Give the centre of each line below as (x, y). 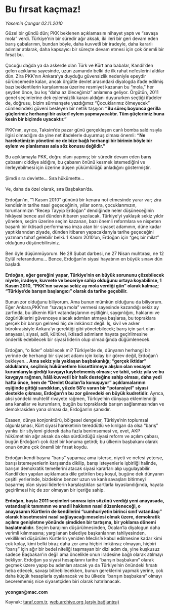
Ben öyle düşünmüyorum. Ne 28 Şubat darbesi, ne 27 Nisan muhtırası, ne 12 (85, 253)
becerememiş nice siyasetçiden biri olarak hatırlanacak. (63, 581)
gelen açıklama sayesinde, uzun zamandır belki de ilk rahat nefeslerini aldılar (85, 71)
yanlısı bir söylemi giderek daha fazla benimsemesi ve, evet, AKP (73, 430)
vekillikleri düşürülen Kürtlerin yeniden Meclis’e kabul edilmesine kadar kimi (84, 538)
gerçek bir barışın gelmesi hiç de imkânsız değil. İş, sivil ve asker (73, 323)
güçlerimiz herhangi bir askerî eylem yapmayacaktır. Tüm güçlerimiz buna (85, 114)
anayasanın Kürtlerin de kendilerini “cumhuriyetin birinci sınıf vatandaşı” (84, 511)
